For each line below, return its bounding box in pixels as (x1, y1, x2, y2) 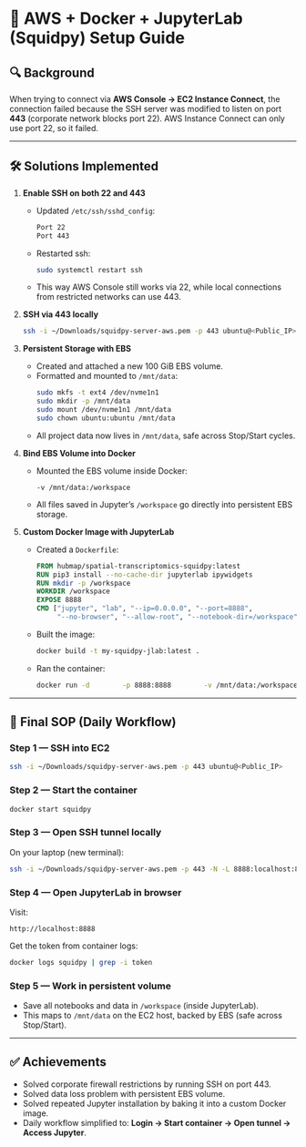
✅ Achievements (9, 1054, 107, 1070)
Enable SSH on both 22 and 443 (22, 187, 146, 199)
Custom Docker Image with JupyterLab (22, 526, 175, 537)
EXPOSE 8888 (36, 596, 82, 605)
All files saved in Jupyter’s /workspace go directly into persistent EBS (36, 498, 293, 509)
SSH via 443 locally (22, 309, 98, 320)
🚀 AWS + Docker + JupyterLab (9, 8, 243, 29)
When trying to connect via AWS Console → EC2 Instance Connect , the (9, 94, 280, 104)
